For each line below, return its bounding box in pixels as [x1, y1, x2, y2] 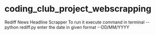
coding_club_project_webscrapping [4, 3, 152, 14]
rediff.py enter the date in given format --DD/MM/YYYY [19, 24, 130, 30]
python [4, 24, 19, 30]
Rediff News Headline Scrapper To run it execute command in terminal [4, 19, 145, 25]
